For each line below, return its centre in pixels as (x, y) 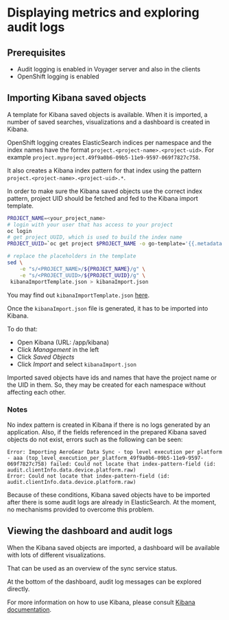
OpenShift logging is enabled (58, 76)
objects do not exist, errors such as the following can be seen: (95, 439)
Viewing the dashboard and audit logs (90, 531)
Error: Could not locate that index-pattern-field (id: (88, 476)
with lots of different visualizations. (57, 555)
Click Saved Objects (46, 357)
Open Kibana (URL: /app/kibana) (63, 342)
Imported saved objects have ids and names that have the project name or (112, 377)
